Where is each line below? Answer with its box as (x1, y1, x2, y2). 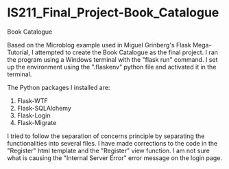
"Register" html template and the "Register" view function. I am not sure (7, 146, 210, 155)
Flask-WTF (16, 96, 48, 104)
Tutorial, (7, 48, 31, 56)
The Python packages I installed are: (7, 83, 110, 91)
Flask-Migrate (16, 118, 57, 126)
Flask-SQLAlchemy (16, 104, 72, 112)
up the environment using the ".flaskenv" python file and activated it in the (7, 63, 217, 71)
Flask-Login (16, 111, 51, 120)
